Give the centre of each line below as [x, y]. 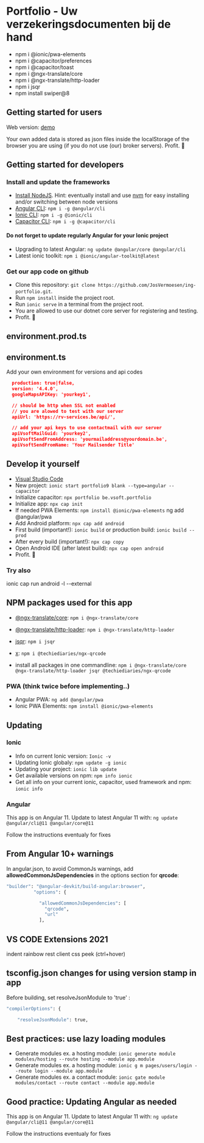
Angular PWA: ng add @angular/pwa [59, 700]
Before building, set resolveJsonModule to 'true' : [68, 997]
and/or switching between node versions [66, 202]
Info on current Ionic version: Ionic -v [63, 756]
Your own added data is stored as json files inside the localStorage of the [98, 139]
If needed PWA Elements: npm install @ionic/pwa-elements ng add [100, 510]
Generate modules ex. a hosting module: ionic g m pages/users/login [104, 1065]
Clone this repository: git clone [55, 284]
